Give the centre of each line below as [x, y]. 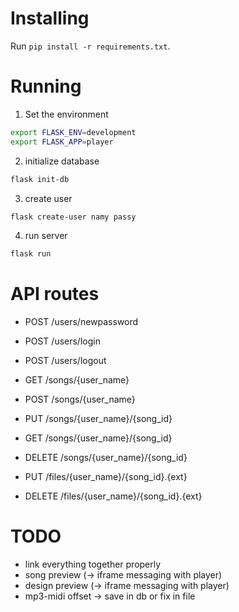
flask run [31, 254]
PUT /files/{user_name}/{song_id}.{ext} [106, 477]
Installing [50, 18]
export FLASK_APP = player [62, 142]
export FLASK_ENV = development [73, 132]
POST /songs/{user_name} [80, 399]
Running [46, 86]
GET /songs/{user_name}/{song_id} [98, 438]
